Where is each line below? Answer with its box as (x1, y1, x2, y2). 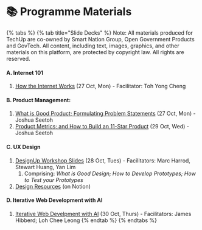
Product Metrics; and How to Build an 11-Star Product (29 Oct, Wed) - (15, 123, 190, 130)
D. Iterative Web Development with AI (6, 197, 103, 204)
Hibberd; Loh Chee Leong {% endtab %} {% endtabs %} (15, 217, 157, 224)
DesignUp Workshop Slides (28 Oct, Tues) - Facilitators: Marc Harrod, (15, 156, 190, 164)
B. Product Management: (6, 96, 71, 103)
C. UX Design (6, 143, 41, 150)
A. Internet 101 (6, 69, 44, 76)
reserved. (6, 55, 30, 62)
